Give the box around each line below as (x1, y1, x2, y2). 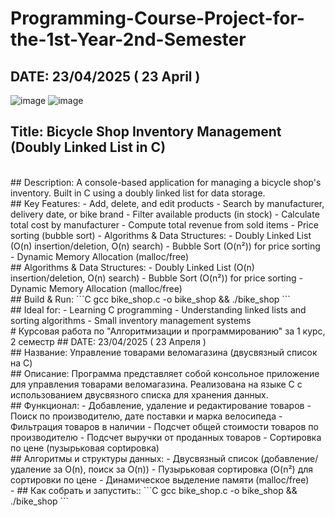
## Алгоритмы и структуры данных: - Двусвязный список (10, 452, 259, 464)
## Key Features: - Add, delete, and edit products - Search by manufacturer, (10, 197, 325, 209)
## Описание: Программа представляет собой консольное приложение (10, 367, 320, 379)
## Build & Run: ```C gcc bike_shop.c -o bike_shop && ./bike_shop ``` (10, 293, 291, 305)
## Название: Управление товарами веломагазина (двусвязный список (10, 346, 318, 358)
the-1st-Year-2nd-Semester (10, 28, 247, 51)
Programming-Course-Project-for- (10, 7, 305, 30)
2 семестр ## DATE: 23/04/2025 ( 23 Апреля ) (10, 335, 207, 347)
